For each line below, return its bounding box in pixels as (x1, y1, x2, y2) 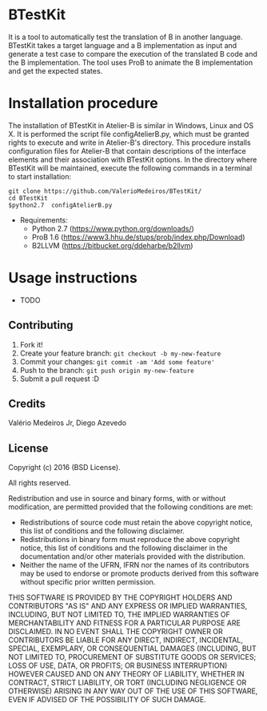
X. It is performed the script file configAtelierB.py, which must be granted (8, 129, 249, 139)
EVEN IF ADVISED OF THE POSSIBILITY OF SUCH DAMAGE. (8, 695, 206, 705)
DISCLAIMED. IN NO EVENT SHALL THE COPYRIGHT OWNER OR (8, 627, 224, 637)
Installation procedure (8, 94, 158, 113)
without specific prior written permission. (19, 577, 156, 587)
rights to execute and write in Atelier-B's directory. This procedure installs (8, 138, 251, 147)
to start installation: (8, 171, 72, 181)
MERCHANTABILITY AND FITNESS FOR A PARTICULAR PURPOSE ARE (8, 618, 241, 628)
